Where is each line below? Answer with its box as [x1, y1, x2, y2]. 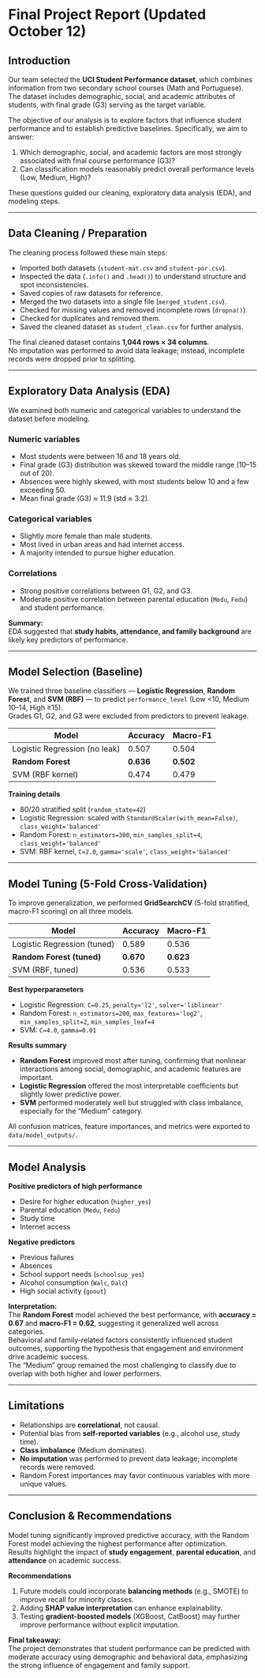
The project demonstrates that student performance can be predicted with [8, 1643, 250, 1653]
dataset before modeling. [8, 414, 91, 423]
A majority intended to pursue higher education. [19, 548, 176, 558]
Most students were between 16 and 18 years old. [19, 451, 181, 460]
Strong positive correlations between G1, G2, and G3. [19, 585, 193, 595]
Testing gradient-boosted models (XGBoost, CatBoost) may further [19, 1612, 241, 1621]
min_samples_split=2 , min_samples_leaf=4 [19, 1017, 155, 1026]
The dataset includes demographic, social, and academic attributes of [8, 92, 236, 100]
